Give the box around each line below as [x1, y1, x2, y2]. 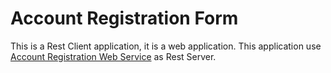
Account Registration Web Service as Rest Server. [10, 50, 217, 62]
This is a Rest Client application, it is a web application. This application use [10, 40, 322, 52]
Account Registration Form [10, 7, 239, 30]
